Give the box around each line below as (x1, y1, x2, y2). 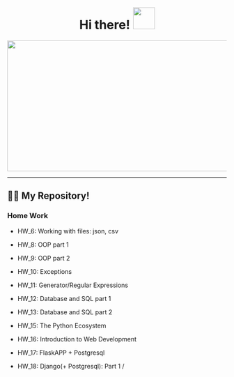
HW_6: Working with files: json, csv (17, 226, 119, 235)
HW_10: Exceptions (17, 267, 72, 275)
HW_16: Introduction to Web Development (17, 334, 137, 343)
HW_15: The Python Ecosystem (17, 321, 107, 330)
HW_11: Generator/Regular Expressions (17, 281, 129, 289)
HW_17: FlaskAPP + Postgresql (17, 348, 105, 357)
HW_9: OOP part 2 (17, 254, 70, 262)
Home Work (7, 211, 49, 221)
